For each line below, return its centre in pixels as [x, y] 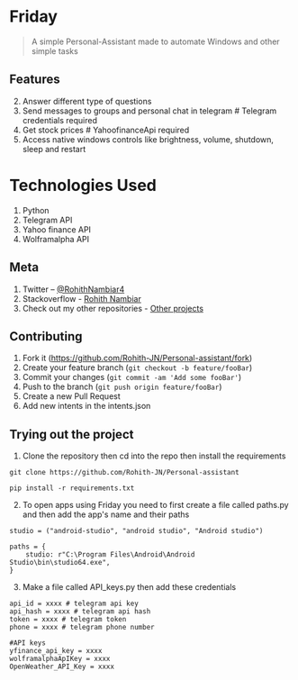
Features [35, 80]
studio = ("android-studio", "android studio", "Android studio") [136, 531]
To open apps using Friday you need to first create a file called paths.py [156, 505]
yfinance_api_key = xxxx [56, 651]
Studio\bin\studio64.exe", [60, 563]
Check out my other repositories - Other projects [113, 308]
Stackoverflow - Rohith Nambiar [81, 298]
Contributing [46, 336]
